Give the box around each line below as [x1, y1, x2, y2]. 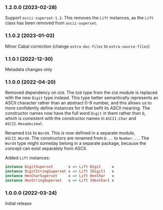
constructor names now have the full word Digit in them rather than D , [5, 110, 146, 116]
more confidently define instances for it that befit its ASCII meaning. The [5, 105, 150, 111]
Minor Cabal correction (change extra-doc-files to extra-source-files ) [5, 43, 150, 49]
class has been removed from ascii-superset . [5, 20, 98, 26]
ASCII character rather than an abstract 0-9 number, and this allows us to [5, 100, 152, 106]
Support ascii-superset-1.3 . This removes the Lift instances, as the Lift [5, 15, 154, 21]
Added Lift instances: [5, 155, 50, 161]
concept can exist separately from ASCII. [5, 145, 88, 152]
